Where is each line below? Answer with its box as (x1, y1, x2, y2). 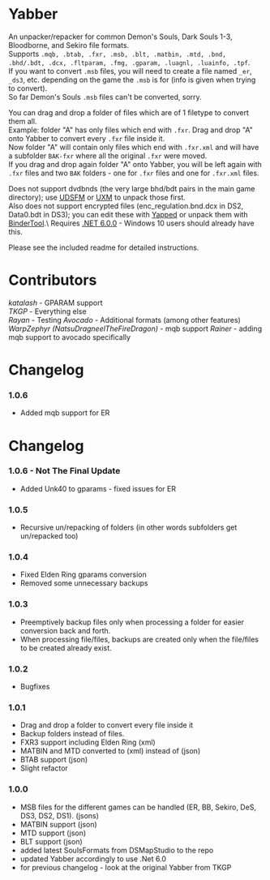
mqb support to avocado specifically (8, 332, 131, 341)
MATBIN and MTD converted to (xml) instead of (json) (19, 746, 201, 756)
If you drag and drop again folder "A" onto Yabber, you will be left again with (8, 159, 262, 169)
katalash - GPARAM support (8, 298, 103, 307)
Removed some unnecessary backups (19, 578, 148, 588)
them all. (8, 116, 37, 126)
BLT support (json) (19, 836, 83, 846)
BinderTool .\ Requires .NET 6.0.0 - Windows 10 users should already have (8, 218, 255, 228)
